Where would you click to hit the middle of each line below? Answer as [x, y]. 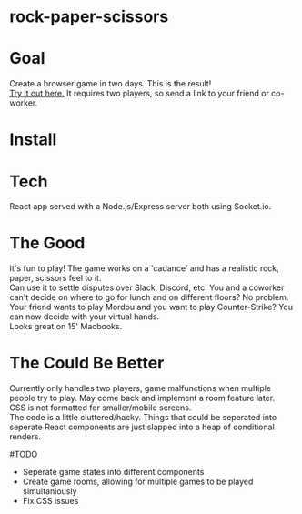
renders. [25, 437]
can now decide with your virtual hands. [85, 317]
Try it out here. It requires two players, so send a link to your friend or [140, 94]
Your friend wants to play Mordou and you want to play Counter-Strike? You [151, 307]
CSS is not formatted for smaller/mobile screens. [101, 408]
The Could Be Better [87, 363]
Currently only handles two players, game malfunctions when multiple [140, 388]
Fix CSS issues [50, 501]
